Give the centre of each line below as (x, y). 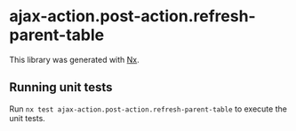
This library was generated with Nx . (74, 59)
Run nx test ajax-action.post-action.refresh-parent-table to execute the (148, 109)
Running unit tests (61, 87)
